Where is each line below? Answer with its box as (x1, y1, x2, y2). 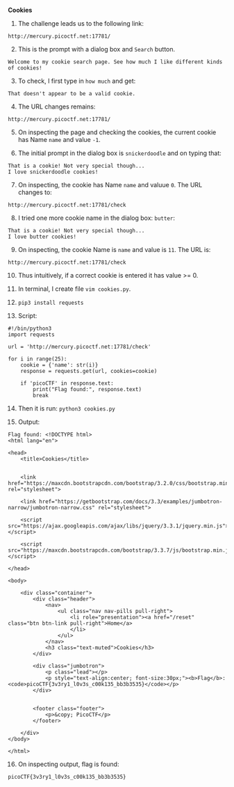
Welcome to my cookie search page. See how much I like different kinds (8, 58, 223, 65)
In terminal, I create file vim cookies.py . (17, 285, 131, 293)
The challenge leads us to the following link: (17, 19, 144, 27)
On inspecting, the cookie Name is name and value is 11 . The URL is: (17, 246, 211, 253)
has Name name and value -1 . (17, 136, 101, 143)
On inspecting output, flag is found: (17, 760, 119, 768)
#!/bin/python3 (8, 325, 52, 332)
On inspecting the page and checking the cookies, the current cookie (17, 128, 217, 136)
